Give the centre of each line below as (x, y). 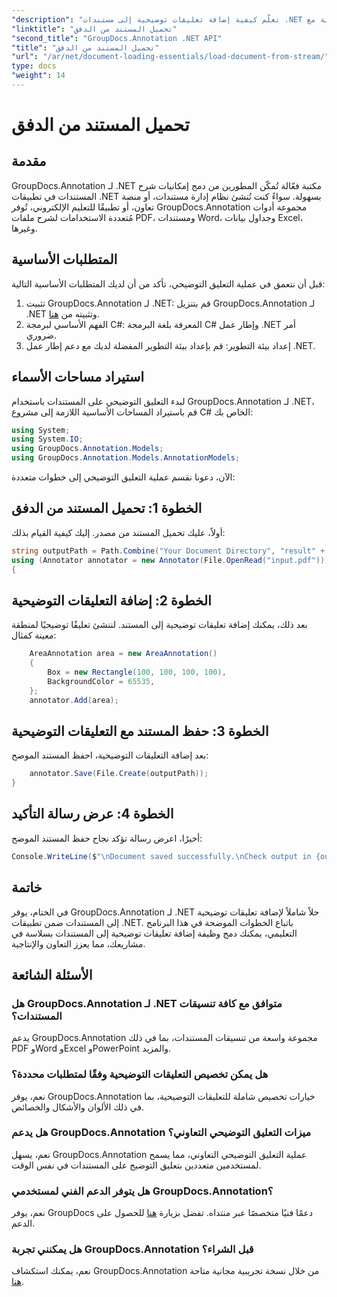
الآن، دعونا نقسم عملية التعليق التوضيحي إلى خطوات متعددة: (123, 477)
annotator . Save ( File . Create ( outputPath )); (119, 774)
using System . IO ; (47, 439)
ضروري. (41, 335)
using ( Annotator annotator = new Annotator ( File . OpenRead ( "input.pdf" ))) (170, 560)
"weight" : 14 (38, 76)
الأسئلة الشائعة (52, 974)
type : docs (34, 66)
